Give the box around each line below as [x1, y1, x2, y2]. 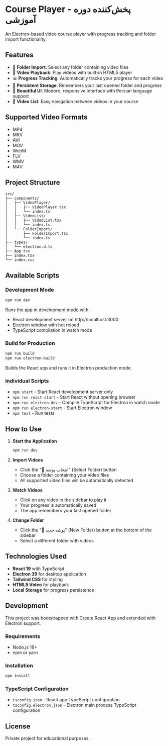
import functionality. [5, 36, 47, 42]
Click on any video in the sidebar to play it [20, 497, 107, 503]
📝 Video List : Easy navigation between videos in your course [12, 98, 139, 104]
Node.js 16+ [12, 644, 38, 650]
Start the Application [12, 438, 57, 444]
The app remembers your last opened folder [20, 507, 112, 513]
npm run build [5, 351, 35, 356]
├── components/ [5, 196, 39, 201]
